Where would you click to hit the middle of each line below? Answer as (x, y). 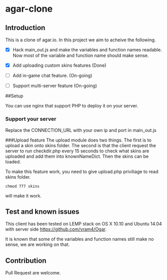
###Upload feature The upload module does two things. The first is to (78, 140)
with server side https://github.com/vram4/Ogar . (56, 229)
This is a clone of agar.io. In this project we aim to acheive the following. (81, 40)
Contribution (26, 260)
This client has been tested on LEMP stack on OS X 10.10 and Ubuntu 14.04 (84, 224)
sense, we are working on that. (38, 244)
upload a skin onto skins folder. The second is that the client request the (81, 145)
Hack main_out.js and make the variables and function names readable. (87, 50)
